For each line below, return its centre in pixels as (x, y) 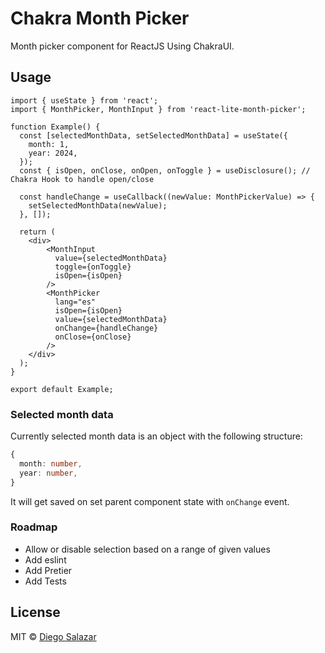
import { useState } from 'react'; (84, 100)
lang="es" (75, 302)
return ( (37, 232)
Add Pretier (48, 570)
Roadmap (34, 527)
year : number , (48, 473)
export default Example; (62, 389)
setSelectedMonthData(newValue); (98, 205)
